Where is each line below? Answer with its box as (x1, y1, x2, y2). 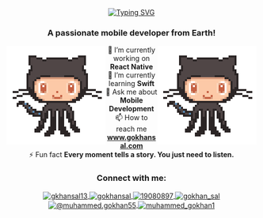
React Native (109, 62, 154, 72)
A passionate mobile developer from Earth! (47, 27, 216, 38)
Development (109, 104, 154, 114)
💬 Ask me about (105, 87, 158, 97)
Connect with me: (96, 173, 167, 184)
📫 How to (115, 113, 148, 122)
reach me (116, 124, 147, 133)
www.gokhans (106, 133, 157, 142)
